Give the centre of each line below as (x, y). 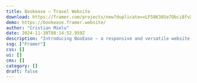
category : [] (22, 66)
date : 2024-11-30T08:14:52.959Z (45, 33)
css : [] (16, 50)
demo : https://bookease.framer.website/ (56, 22)
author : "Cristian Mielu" (38, 28)
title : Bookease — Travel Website (48, 11)
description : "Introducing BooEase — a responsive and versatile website (98, 39)
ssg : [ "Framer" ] (26, 44)
